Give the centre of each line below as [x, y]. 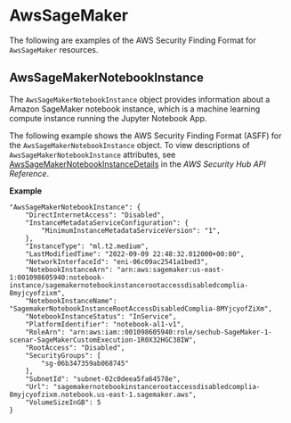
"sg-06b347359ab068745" [85, 363]
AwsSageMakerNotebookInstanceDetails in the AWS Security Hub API [138, 164]
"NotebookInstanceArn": [69, 270]
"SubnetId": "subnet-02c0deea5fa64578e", [103, 379]
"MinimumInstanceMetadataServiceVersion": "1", [131, 230]
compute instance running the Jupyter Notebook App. [108, 118]
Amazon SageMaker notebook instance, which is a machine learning [135, 109]
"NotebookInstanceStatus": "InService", [101, 316]
